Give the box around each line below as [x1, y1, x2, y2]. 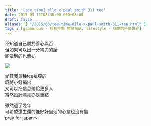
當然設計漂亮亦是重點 [5, 92, 49, 98]
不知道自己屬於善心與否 [5, 41, 53, 47]
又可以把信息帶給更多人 [5, 86, 53, 92]
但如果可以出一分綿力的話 [5, 47, 58, 53]
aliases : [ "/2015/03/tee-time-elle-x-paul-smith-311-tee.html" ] [5, 21, 146, 27]
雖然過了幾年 [5, 102, 31, 108]
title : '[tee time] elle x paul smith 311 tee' [5, 7, 106, 13]
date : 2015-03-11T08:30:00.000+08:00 [5, 12, 84, 17]
